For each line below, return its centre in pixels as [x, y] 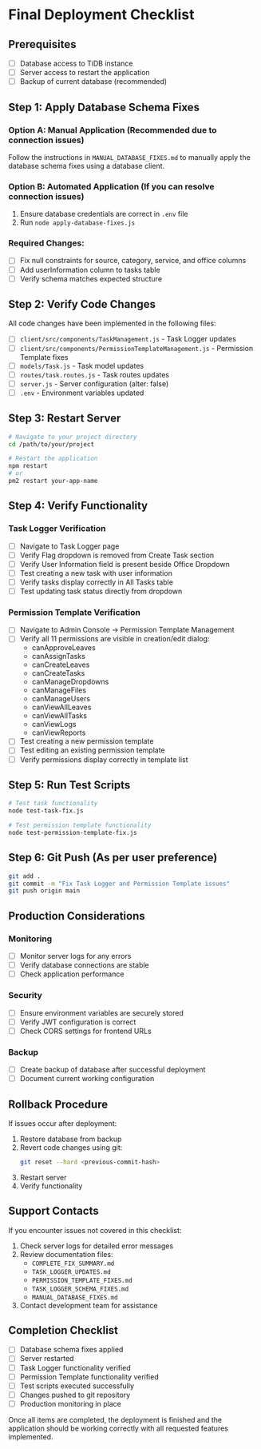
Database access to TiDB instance [76, 63]
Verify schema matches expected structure [91, 278]
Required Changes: [47, 243]
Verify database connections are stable [84, 965]
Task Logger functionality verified [75, 1367]
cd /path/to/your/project [51, 444]
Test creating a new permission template [87, 741]
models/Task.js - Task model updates [82, 365]
